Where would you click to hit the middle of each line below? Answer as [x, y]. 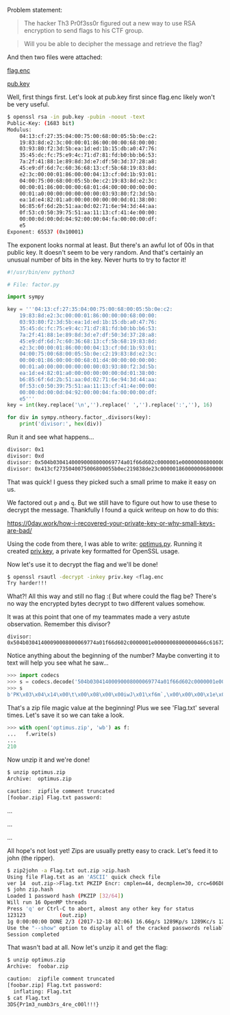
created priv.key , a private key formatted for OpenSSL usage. [93, 551]
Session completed [33, 934]
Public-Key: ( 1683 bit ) [41, 123]
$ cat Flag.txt [29, 998]
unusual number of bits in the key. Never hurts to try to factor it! [97, 260]
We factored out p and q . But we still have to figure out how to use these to [112, 502]
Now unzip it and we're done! [49, 760]
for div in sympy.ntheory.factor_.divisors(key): [79, 418]
